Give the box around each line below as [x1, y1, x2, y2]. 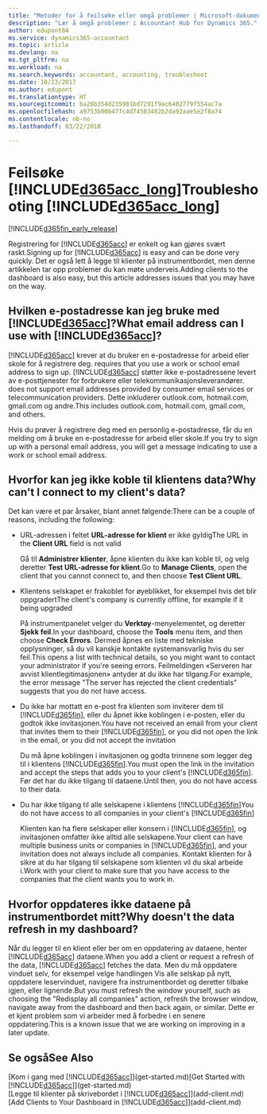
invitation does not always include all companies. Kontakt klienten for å [19, 849, 252, 859]
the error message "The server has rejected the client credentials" [19, 678, 238, 687]
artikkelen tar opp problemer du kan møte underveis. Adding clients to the [8, 264, 249, 274]
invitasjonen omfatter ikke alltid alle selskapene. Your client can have [19, 832, 243, 842]
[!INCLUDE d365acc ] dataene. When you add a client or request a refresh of [8, 952, 254, 961]
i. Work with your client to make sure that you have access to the [19, 866, 230, 876]
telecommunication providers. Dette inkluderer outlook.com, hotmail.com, [8, 393, 250, 402]
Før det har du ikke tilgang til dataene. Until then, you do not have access [19, 776, 257, 786]
